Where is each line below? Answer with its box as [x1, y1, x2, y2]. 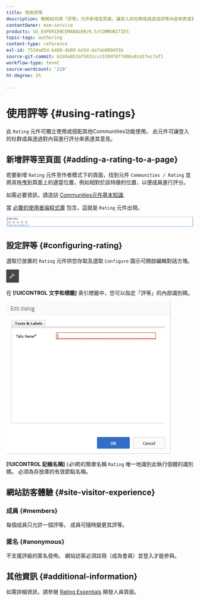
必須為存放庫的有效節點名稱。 [17, 468, 91, 475]
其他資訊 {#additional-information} [6, 571, 138, 581]
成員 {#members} [6, 506, 58, 515]
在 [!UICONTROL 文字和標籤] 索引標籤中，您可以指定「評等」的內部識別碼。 [6, 289, 193, 297]
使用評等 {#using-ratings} [6, 107, 136, 120]
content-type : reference [6, 41, 68, 47]
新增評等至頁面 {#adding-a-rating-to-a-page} [6, 154, 179, 164]
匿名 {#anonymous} [6, 537, 65, 546]
